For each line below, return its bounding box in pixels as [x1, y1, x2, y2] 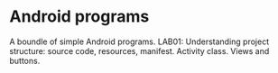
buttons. [9, 55, 41, 66]
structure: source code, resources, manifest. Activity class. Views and [9, 45, 270, 56]
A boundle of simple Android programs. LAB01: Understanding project [9, 36, 269, 47]
